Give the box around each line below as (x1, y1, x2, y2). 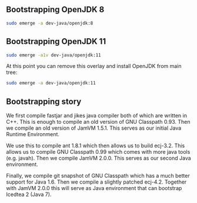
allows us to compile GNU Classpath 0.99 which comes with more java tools (6, 148, 191, 155)
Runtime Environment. (6, 131, 60, 138)
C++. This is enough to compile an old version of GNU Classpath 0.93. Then (6, 119, 191, 126)
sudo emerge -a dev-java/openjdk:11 (6, 80, 96, 86)
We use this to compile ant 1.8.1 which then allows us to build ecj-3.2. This (6, 142, 185, 149)
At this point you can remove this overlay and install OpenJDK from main (6, 63, 182, 70)
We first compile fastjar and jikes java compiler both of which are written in (6, 112, 187, 119)
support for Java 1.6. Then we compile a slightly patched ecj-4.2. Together (6, 178, 187, 185)
